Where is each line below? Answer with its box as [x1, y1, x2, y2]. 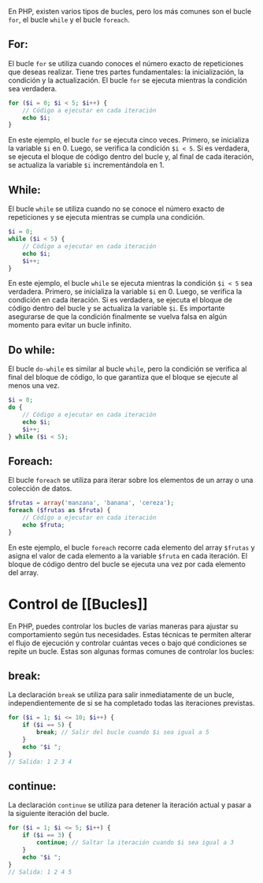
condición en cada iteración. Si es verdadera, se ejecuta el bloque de [8, 295, 232, 305]
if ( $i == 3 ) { [22, 831, 72, 840]
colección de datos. [8, 484, 72, 493]
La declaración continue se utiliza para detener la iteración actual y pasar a [8, 800, 252, 810]
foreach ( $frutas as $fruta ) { [8, 506, 111, 514]
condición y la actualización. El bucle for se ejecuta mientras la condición [8, 75, 248, 85]
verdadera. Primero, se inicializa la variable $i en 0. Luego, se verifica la [8, 287, 243, 296]
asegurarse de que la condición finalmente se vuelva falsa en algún [8, 312, 227, 321]
